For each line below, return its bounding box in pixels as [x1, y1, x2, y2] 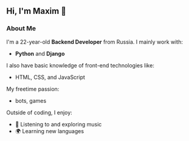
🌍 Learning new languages [15, 127, 84, 134]
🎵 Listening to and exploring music [15, 120, 102, 128]
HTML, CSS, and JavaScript [15, 74, 85, 81]
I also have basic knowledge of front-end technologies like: [6, 61, 155, 69]
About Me [6, 24, 36, 33]
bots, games [15, 97, 47, 104]
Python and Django [15, 50, 65, 57]
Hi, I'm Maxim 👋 [6, 6, 67, 16]
